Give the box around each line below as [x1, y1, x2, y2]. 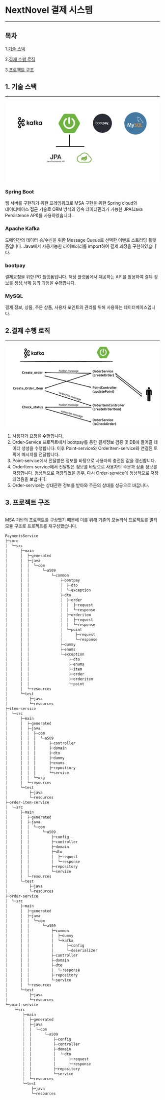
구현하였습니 [132, 243, 156, 249]
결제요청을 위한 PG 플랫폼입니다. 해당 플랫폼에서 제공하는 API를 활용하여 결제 [5, 274, 153, 279]
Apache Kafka [5, 225, 40, 232]
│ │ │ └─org [5, 775, 45, 780]
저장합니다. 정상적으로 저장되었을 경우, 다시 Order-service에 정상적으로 [12, 470, 150, 476]
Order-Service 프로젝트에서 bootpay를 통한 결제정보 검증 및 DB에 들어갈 [12, 439, 153, 445]
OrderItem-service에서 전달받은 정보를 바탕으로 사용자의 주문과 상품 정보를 [12, 464, 158, 470]
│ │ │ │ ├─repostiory [5, 765, 76, 770]
